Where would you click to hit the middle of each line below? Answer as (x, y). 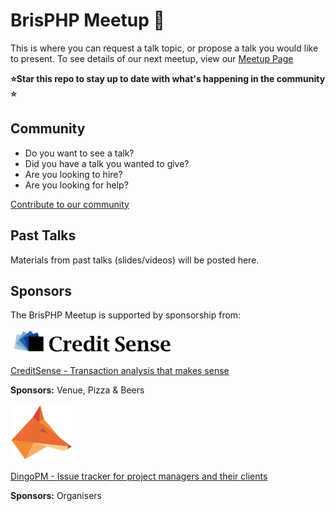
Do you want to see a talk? (79, 153)
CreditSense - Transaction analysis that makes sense (120, 371)
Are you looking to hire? (73, 174)
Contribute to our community (70, 204)
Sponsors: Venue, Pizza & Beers (77, 390)
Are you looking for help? (76, 185)
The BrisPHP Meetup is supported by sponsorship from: (126, 315)
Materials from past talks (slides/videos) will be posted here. (135, 260)
